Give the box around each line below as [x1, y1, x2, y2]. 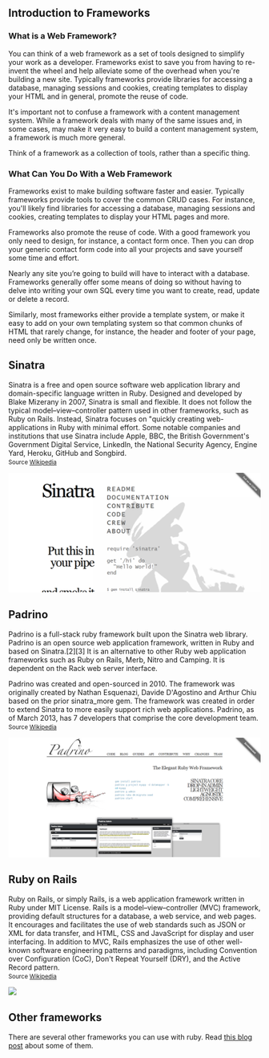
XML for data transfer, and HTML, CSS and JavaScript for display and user [8, 928, 255, 938]
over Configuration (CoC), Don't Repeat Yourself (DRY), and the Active [8, 954, 241, 963]
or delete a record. [8, 294, 70, 303]
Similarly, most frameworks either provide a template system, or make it [8, 309, 245, 319]
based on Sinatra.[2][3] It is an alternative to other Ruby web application [8, 646, 247, 656]
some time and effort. [8, 253, 80, 262]
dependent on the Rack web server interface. [8, 663, 158, 673]
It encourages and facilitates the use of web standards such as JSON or [8, 919, 246, 930]
